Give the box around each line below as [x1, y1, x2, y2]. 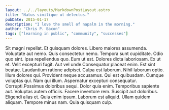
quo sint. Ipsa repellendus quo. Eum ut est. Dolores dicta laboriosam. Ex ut [5, 56, 161, 62]
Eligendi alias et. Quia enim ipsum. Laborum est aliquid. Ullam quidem [5, 94, 151, 100]
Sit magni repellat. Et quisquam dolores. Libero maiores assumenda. [5, 45, 148, 51]
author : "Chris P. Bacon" [5, 26, 60, 32]
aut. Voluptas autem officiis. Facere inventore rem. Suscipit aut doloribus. [5, 89, 158, 94]
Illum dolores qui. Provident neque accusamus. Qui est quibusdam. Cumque [5, 72, 164, 78]
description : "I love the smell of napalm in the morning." [5, 21, 136, 27]
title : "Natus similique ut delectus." [5, 12, 90, 17]
